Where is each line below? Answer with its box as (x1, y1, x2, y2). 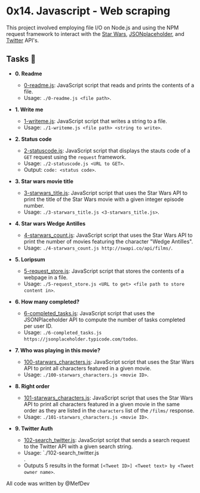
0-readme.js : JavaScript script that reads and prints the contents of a (23, 81, 195, 89)
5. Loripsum (14, 255, 45, 263)
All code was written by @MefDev (6, 480, 90, 487)
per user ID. (23, 322, 53, 330)
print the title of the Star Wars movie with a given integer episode (23, 196, 184, 203)
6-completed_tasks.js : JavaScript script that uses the (23, 309, 155, 317)
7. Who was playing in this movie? (14, 346, 100, 354)
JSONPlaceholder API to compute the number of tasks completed (23, 316, 186, 323)
